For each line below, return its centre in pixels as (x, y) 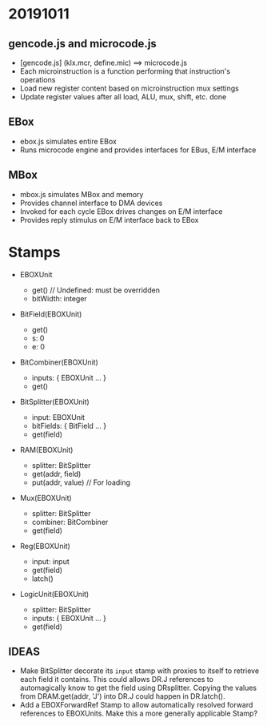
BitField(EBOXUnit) (51, 314)
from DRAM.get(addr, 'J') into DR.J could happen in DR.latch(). (122, 696)
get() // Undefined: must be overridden (96, 290)
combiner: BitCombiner (70, 522)
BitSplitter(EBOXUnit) (54, 401)
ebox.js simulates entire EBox (68, 141)
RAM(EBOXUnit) (46, 450)
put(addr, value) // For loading (81, 482)
